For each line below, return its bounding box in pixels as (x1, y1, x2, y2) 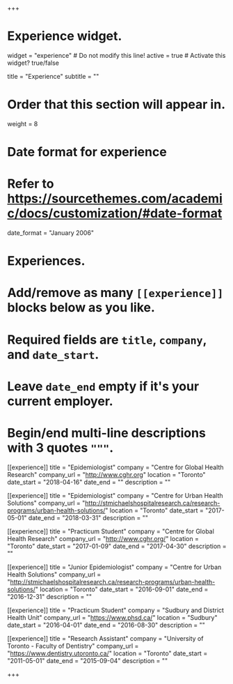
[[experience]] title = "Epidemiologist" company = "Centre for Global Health (7, 463, 224, 471)
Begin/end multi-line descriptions (7, 425, 207, 441)
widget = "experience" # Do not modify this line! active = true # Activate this (7, 51, 226, 59)
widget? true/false (7, 59, 59, 67)
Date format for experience (7, 144, 167, 160)
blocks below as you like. (7, 300, 155, 316)
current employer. (7, 393, 113, 409)
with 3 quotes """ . (7, 440, 114, 455)
